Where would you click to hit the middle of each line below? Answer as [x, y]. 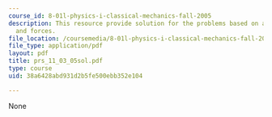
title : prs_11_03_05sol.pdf [56, 61]
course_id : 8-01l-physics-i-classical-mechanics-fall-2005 [110, 16]
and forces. [36, 31]
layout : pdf [28, 53]
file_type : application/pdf [56, 46]
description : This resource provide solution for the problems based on [134, 23]
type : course [30, 69]
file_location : [34, 38]
